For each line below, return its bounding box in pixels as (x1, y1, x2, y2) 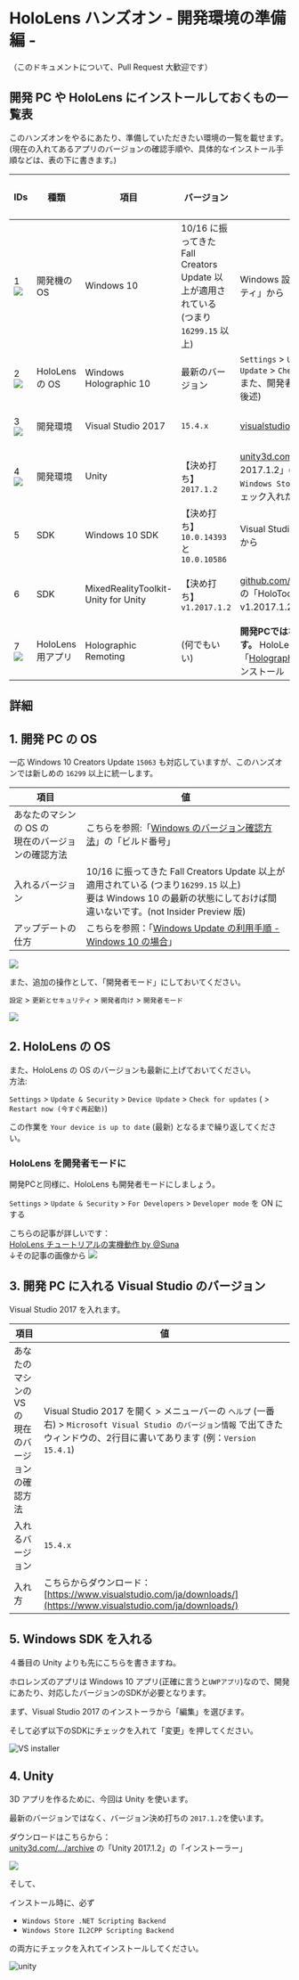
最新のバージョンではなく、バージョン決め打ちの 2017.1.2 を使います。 (9, 1812, 269, 1823)
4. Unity (9, 1769, 54, 1784)
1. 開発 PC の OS (9, 732, 98, 747)
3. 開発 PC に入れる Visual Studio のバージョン (9, 1279, 266, 1294)
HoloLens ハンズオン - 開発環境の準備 (9, 8, 287, 29)
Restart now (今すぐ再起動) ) (9, 1102, 109, 1114)
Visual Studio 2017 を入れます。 (9, 1304, 125, 1314)
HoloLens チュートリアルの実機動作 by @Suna (9, 1240, 180, 1250)
